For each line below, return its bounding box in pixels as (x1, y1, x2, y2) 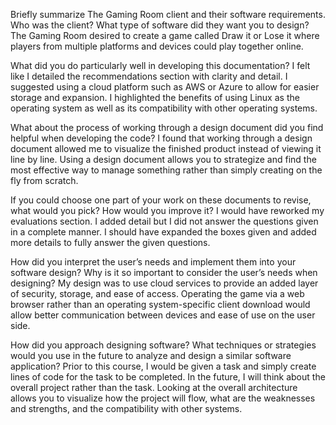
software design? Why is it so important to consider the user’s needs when (10, 267, 318, 278)
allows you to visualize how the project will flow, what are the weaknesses (10, 392, 316, 404)
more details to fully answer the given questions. (10, 237, 211, 248)
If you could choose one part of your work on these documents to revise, (10, 194, 312, 206)
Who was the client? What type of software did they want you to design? (10, 19, 310, 31)
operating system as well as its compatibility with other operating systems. (10, 102, 318, 114)
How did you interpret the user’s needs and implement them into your (10, 256, 297, 268)
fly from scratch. (10, 175, 79, 186)
